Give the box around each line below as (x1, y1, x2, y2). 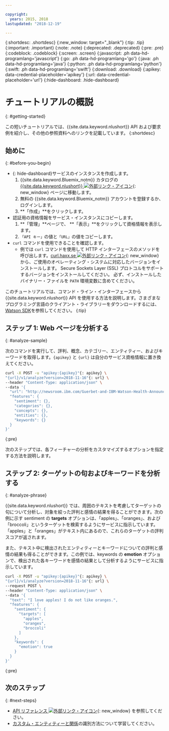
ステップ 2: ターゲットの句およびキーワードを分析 (5, 469, 160, 477)
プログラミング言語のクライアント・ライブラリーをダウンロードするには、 (5, 301, 159, 307)
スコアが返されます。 (5, 534, 49, 541)
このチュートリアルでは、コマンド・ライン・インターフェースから (5, 288, 142, 295)
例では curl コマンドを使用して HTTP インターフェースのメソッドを (20, 246, 160, 253)
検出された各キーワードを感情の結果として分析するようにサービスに (18, 558, 159, 564)
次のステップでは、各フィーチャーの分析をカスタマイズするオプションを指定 (5, 447, 164, 453)
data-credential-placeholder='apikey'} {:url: (5, 72, 96, 78)
